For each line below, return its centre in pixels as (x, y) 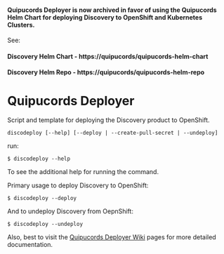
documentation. (30, 245)
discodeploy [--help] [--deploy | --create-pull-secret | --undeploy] (113, 133)
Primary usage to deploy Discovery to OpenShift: (78, 185)
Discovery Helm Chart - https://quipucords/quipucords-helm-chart (108, 56)
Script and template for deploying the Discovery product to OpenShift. (108, 120)
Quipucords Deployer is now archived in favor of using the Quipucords (112, 10)
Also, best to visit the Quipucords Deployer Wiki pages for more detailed (112, 237)
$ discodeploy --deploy (42, 199)
